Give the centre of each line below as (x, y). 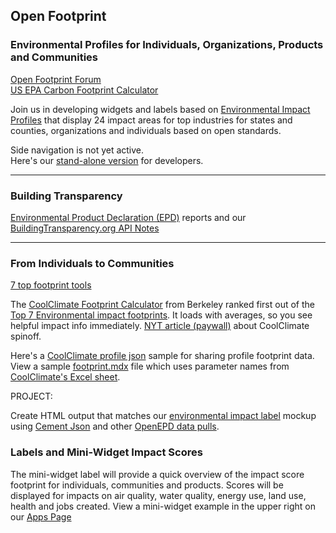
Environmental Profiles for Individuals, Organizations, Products (167, 45)
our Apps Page (41, 516)
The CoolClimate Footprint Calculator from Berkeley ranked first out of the (162, 305)
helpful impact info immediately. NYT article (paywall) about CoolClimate (160, 326)
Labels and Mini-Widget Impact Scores (106, 452)
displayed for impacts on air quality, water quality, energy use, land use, (158, 495)
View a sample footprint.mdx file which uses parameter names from (150, 366)
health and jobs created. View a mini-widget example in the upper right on (163, 506)
